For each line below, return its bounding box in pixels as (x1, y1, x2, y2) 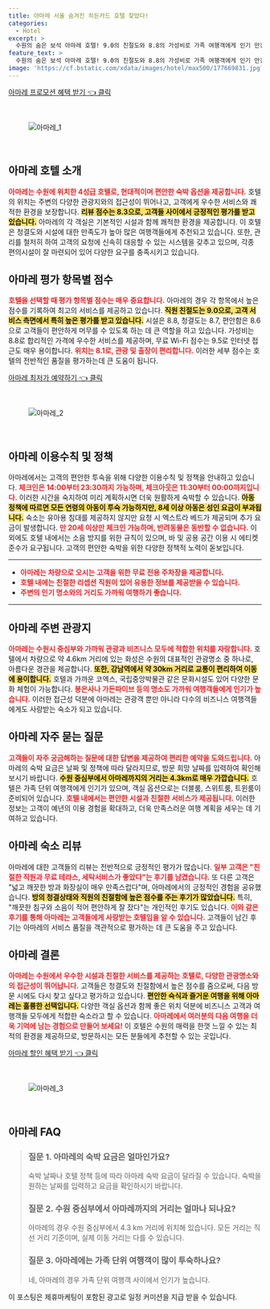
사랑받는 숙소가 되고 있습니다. (29, 705, 122, 714)
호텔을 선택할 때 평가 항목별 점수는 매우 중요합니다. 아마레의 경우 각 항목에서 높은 (8, 295, 260, 306)
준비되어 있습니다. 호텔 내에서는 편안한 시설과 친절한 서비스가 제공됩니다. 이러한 (8, 793, 256, 803)
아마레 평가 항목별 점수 (8, 273, 114, 286)
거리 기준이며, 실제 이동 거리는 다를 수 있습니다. (36, 1233, 185, 1243)
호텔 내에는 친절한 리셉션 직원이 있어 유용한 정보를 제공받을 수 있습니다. (19, 578, 240, 587)
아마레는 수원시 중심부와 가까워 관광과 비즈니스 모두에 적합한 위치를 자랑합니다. (8, 644, 253, 653)
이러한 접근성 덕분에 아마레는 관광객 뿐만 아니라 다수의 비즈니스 (31, 694, 230, 704)
